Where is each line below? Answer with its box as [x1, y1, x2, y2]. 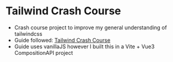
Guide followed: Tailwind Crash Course [14, 36, 111, 44]
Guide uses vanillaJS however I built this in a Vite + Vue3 [14, 43, 155, 50]
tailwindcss [14, 30, 43, 37]
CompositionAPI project [14, 49, 73, 56]
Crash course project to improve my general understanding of [14, 24, 167, 31]
